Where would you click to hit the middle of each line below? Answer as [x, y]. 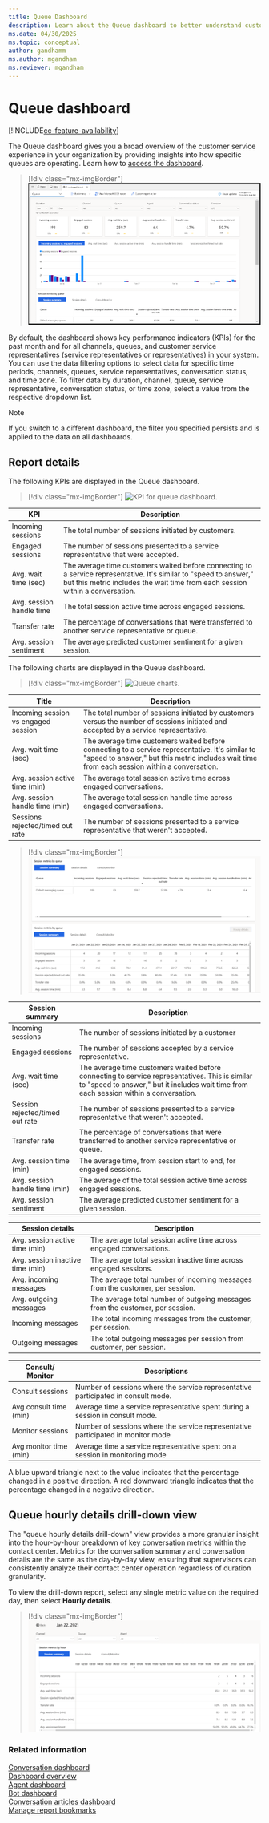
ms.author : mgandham [43, 59]
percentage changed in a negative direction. [81, 1490]
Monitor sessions [40, 1430]
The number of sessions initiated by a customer [157, 1032]
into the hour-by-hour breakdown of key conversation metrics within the [127, 1542]
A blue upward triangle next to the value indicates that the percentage [123, 1473]
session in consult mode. [116, 1416]
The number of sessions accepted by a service [157, 1048]
